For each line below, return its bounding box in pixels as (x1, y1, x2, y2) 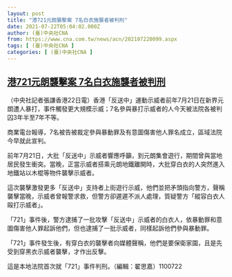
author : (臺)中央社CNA (7, 29, 68, 37)
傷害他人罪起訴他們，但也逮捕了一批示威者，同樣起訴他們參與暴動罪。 (12, 224, 213, 232)
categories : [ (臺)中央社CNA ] (7, 49, 93, 56)
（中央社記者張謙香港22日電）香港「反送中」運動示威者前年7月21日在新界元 (7, 96, 224, 104)
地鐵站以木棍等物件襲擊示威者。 (7, 168, 98, 177)
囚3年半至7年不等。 (7, 113, 64, 121)
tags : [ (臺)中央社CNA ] (7, 42, 75, 49)
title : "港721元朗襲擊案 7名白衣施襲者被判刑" (7, 17, 128, 24)
